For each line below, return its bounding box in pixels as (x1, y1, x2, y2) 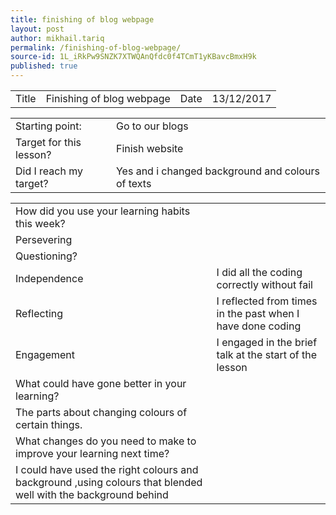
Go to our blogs (115, 119, 189, 133)
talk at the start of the (216, 348, 318, 361)
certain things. (15, 418, 83, 431)
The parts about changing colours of (15, 406, 188, 419)
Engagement (15, 348, 76, 361)
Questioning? (15, 249, 78, 263)
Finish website (115, 142, 184, 155)
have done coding (216, 319, 302, 333)
